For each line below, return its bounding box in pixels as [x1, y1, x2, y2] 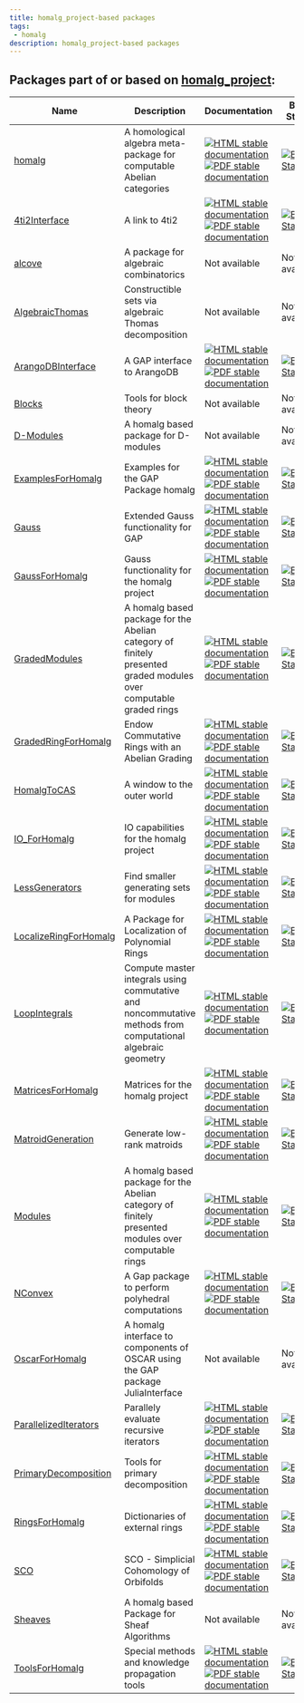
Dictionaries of [123, 1510, 187, 1523]
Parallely [123, 1401, 161, 1414]
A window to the [123, 779, 194, 791]
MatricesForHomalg [14, 1084, 99, 1097]
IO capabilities [123, 821, 185, 834]
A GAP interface [123, 354, 193, 367]
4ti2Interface [14, 214, 70, 227]
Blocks [14, 398, 43, 411]
